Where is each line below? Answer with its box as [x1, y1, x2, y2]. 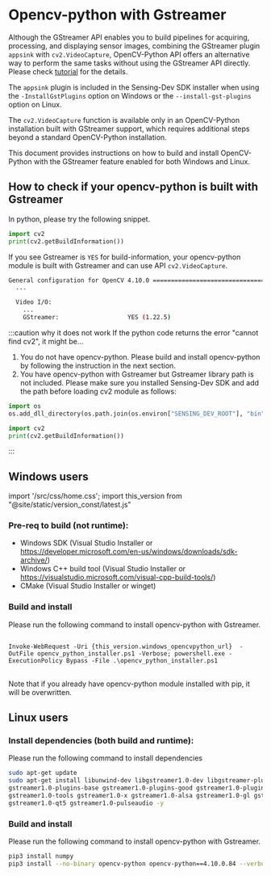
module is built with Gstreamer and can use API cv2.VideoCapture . [8, 260, 228, 270]
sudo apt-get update [8, 769, 78, 777]
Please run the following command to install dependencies [8, 753, 203, 763]
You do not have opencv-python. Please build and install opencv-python [19, 352, 261, 361]
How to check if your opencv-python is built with [8, 180, 258, 194]
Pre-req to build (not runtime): [8, 520, 129, 531]
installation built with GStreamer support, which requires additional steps [8, 124, 250, 133]
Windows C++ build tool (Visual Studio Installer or [19, 564, 186, 574]
